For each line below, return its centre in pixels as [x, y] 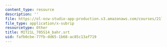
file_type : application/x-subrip [40, 23]
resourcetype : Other [27, 28]
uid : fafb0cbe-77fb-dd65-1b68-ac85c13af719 [51, 37]
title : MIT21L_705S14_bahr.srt [38, 32]
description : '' [22, 14]
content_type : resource [30, 10]
